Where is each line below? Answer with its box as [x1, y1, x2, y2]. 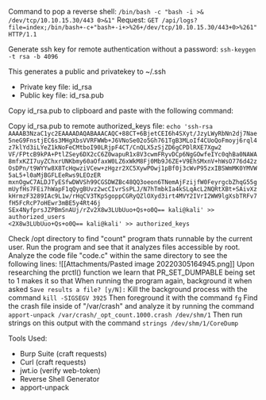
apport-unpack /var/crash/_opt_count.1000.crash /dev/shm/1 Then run [8, 310, 243, 319]
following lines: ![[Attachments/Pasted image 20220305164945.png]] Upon [8, 260, 255, 268]
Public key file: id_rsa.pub [19, 90, 105, 100]
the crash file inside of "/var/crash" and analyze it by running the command [8, 302, 255, 310]
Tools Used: [8, 333, 48, 343]
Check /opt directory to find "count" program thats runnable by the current [8, 234, 253, 243]
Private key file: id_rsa [19, 83, 93, 91]
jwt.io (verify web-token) [19, 366, 101, 375]
